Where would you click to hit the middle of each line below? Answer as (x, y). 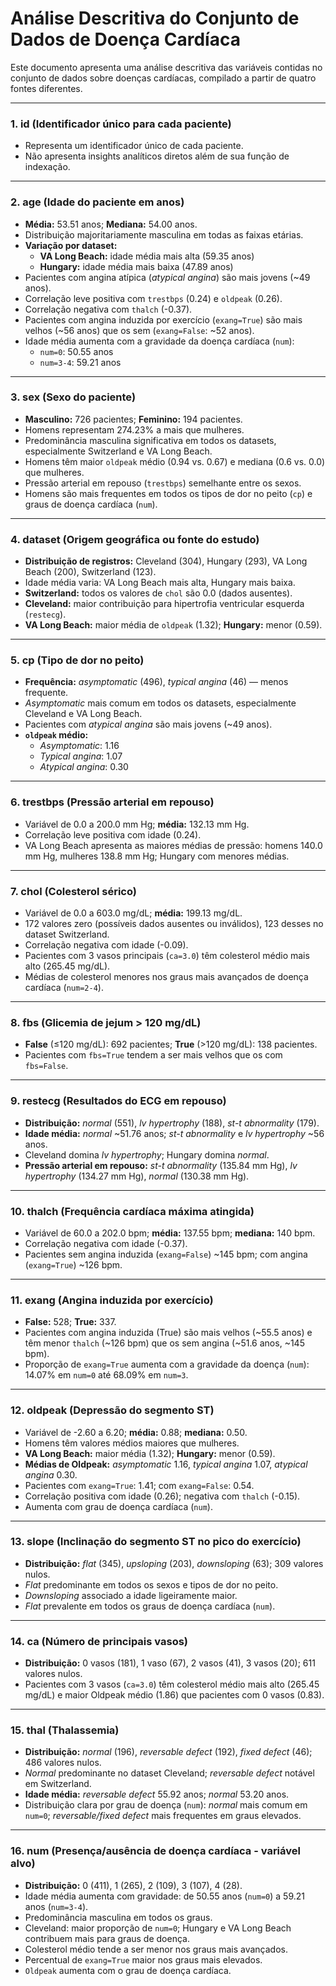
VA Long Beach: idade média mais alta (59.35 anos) (147, 256)
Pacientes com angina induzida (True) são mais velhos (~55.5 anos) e (168, 1333)
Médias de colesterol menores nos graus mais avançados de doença (166, 977)
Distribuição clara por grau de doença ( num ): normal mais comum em (166, 1805)
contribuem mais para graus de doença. (107, 1938)
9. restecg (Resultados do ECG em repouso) (118, 1101)
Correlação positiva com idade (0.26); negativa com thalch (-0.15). (162, 1496)
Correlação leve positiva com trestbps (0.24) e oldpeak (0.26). (153, 298)
